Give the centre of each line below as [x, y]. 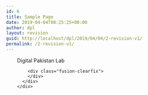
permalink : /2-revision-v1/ [40, 44]
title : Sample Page [30, 17]
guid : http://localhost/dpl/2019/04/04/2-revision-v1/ [74, 38]
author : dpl [20, 28]
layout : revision [27, 33]
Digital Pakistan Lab [41, 60]
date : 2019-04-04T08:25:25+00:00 [47, 22]
